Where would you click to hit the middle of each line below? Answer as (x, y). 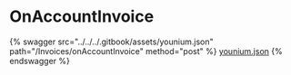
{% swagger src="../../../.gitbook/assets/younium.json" (111, 42)
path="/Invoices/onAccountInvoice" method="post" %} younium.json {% (146, 51)
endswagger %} (40, 61)
